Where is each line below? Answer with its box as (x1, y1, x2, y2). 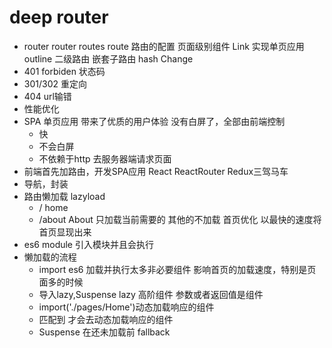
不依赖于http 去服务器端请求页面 (38, 152, 172, 165)
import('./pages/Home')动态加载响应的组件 (38, 301, 215, 313)
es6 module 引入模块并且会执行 (23, 238, 154, 250)
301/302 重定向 (23, 77, 87, 90)
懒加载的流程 (23, 251, 77, 263)
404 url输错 (23, 90, 72, 102)
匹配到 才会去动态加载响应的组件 (38, 313, 174, 325)
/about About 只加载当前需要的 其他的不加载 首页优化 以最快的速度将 (38, 213, 322, 225)
